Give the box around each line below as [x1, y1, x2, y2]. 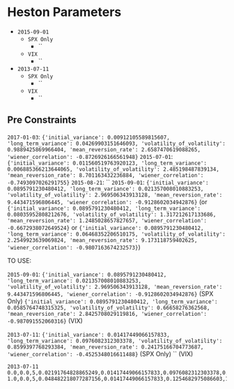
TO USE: [7, 256, 32, 265]
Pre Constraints [7, 114, 77, 126]
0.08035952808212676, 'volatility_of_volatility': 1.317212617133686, [7, 211, 217, 218]
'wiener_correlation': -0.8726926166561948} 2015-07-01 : [7, 152, 173, 160]
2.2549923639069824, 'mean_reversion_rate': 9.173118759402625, [7, 236, 198, 244]
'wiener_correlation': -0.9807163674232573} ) [7, 243, 141, 251]
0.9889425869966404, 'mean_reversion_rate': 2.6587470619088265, [7, 146, 201, 153]
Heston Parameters [7, 4, 122, 20]
